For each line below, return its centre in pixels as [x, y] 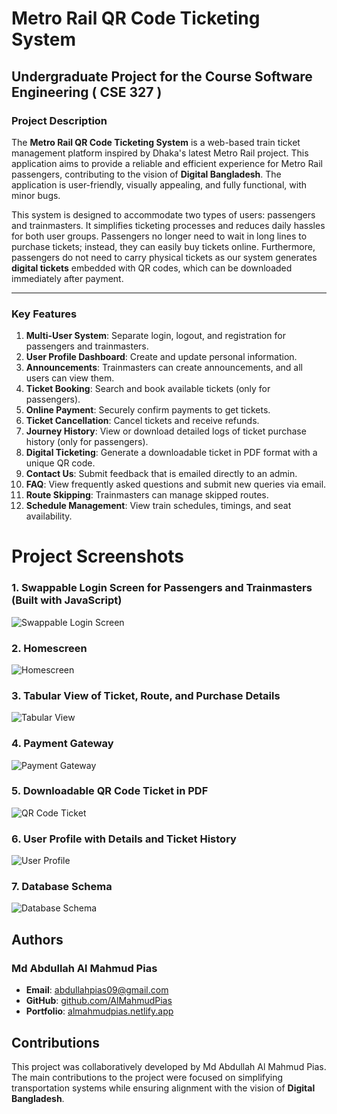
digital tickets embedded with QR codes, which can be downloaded [152, 268]
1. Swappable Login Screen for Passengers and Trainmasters [162, 588]
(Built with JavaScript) [67, 600]
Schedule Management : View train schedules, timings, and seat [158, 506]
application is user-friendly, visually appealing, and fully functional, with [159, 184]
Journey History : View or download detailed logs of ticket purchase [166, 431]
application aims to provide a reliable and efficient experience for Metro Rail [167, 163]
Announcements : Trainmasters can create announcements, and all [164, 368]
